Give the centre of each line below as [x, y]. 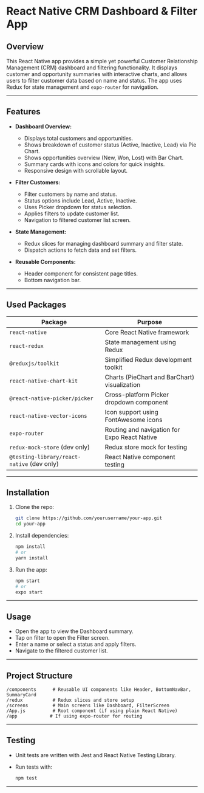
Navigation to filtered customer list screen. [77, 220]
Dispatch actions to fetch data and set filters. [80, 250]
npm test [26, 778]
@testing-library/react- [45, 457]
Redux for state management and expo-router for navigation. [83, 87]
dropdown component [136, 402]
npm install [30, 547]
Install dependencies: [42, 536]
